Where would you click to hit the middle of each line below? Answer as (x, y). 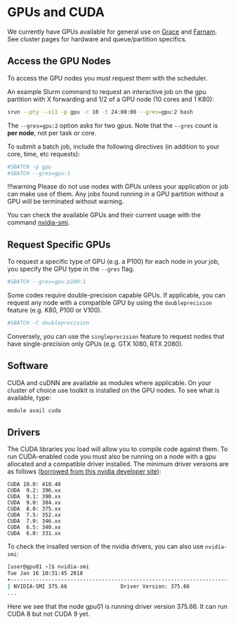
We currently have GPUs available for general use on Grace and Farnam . (112, 32)
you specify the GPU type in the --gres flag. (71, 269)
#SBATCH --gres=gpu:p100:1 (47, 282)
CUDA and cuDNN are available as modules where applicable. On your (109, 382)
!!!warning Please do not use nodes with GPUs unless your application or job (118, 187)
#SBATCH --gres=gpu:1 (39, 173)
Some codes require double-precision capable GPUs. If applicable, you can (117, 295)
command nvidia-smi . (39, 222)
